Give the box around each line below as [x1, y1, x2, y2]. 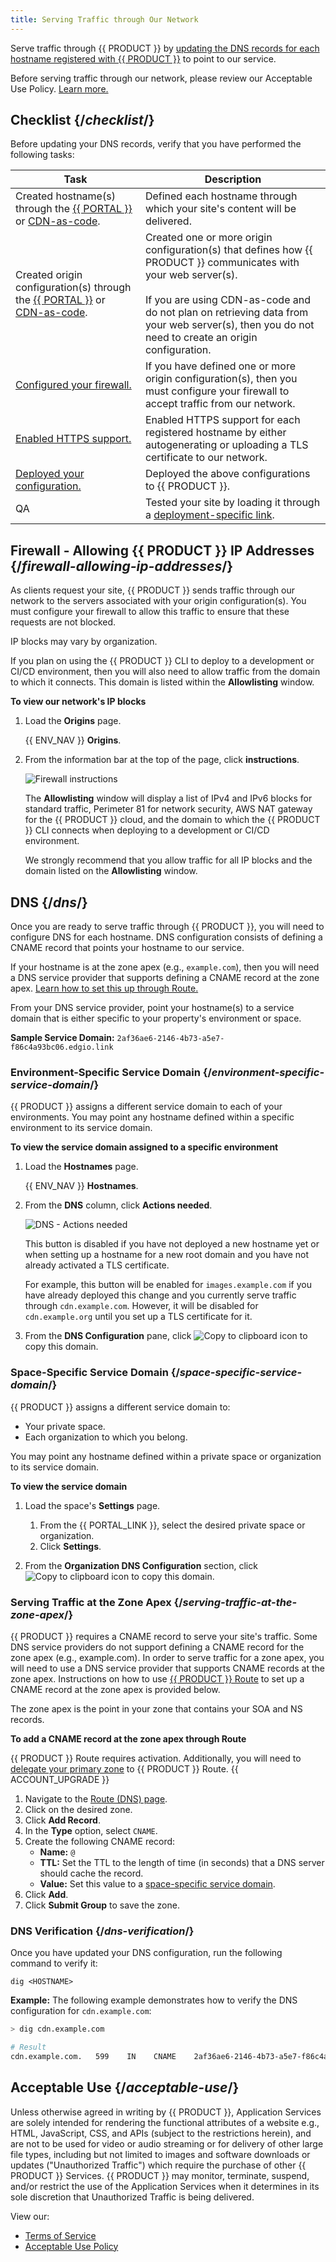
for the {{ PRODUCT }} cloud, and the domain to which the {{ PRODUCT [24, 814, 321, 826]
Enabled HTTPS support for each [144, 413, 301, 427]
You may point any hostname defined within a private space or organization [10, 1450, 322, 1462]
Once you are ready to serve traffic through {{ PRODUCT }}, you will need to [10, 921, 325, 933]
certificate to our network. [144, 451, 268, 465]
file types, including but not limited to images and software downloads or [10, 2148, 311, 2160]
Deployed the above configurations [144, 467, 311, 481]
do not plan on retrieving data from [144, 306, 309, 320]
